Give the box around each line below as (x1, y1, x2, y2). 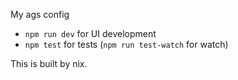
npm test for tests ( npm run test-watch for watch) (24, 39, 229, 50)
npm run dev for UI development (24, 28, 157, 39)
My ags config (10, 9, 70, 20)
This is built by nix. (10, 58, 88, 69)
